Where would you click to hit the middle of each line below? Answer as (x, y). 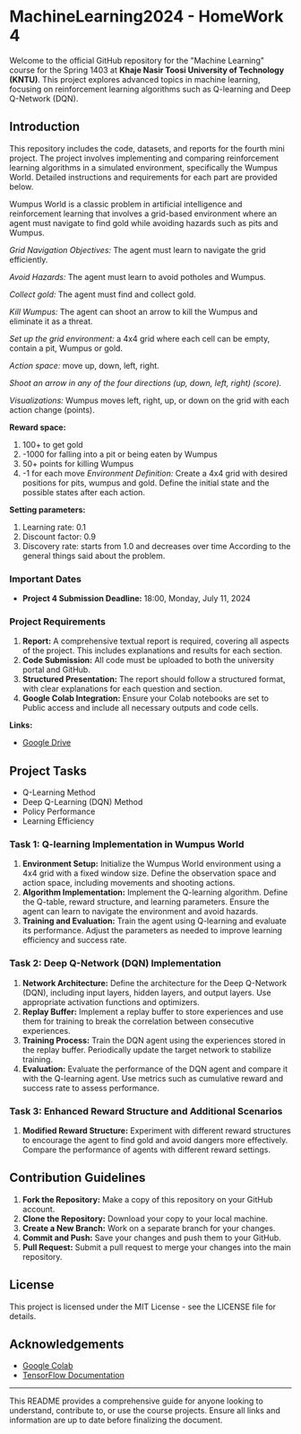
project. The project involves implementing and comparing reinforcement (144, 158)
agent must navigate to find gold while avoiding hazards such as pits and (144, 223)
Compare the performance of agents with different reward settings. (146, 1150)
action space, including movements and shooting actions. (129, 883)
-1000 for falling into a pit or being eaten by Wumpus (120, 454)
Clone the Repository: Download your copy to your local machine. (145, 1219)
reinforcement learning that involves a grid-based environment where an (143, 214)
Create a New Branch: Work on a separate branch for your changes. (149, 1228)
